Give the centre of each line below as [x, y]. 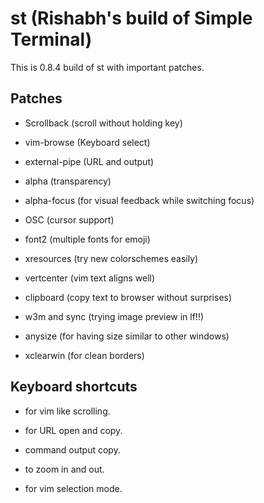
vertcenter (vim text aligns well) [90, 278]
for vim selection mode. [73, 488]
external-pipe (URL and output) [89, 161]
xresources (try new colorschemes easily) [111, 258]
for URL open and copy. [73, 430]
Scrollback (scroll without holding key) [103, 123]
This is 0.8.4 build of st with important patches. [107, 67]
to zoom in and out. [64, 469]
